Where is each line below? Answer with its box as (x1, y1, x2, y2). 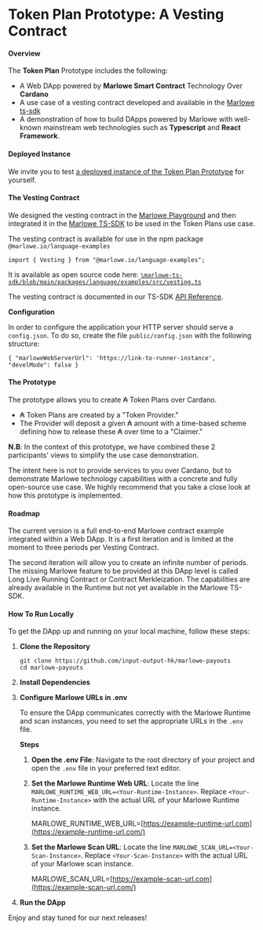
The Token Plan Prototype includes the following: (8, 66, 168, 75)
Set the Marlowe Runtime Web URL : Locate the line (31, 779, 199, 788)
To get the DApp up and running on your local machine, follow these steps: (8, 626, 250, 636)
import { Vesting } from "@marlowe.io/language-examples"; (8, 256, 206, 264)
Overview (8, 49, 41, 58)
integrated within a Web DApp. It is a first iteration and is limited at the (8, 534, 234, 544)
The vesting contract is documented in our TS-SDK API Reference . (8, 292, 224, 301)
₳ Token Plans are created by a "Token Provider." (19, 410, 179, 419)
